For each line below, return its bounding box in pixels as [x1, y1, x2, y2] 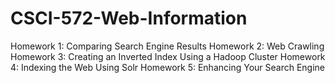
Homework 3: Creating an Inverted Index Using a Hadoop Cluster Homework [10, 50, 326, 62]
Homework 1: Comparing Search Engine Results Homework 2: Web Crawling [10, 40, 325, 52]
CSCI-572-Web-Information [10, 7, 248, 30]
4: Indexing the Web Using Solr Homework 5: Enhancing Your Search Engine [10, 61, 326, 73]
